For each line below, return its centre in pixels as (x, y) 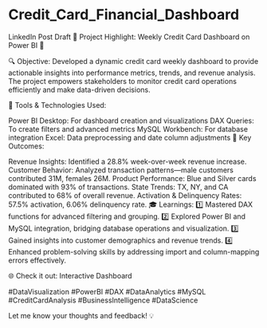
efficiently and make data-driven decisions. (79, 89)
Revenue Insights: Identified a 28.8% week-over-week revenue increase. (128, 161)
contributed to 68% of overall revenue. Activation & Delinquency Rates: (125, 195)
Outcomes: (26, 146)
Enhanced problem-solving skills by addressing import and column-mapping (134, 251)
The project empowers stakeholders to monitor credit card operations (123, 81)
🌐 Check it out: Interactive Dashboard (71, 275)
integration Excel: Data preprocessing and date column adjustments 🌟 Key (130, 137)
